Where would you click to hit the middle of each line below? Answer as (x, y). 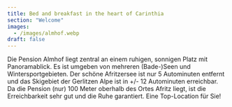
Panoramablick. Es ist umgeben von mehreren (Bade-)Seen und (99, 67)
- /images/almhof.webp (46, 33)
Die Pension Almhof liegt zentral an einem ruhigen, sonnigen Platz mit (108, 59)
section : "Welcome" (36, 20)
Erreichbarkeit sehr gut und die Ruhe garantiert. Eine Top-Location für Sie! (114, 96)
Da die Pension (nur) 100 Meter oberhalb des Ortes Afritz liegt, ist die (107, 89)
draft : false (26, 40)
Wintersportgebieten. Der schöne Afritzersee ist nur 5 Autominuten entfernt (116, 74)
